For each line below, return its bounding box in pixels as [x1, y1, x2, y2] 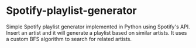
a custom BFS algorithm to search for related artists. [6, 35, 132, 42]
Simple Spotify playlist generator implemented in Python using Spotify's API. [6, 23, 190, 30]
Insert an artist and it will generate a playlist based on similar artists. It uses [6, 29, 187, 36]
